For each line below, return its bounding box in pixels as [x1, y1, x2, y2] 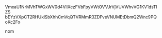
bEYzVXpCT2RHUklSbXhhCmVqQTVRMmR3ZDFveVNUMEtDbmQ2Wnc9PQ [5, 14, 157, 19]
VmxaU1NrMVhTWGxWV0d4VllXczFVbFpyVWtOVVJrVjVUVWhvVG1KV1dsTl [5, 4, 158, 9]
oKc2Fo [5, 19, 20, 25]
